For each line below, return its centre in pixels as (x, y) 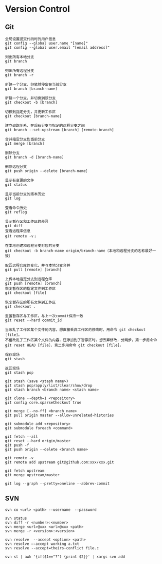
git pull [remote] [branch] (34, 270)
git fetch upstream (25, 471)
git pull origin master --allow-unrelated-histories (60, 415)
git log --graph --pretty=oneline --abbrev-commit (57, 484)
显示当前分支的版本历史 (25, 194)
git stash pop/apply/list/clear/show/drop (49, 386)
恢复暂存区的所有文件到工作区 (30, 302)
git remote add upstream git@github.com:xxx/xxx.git (60, 462)
